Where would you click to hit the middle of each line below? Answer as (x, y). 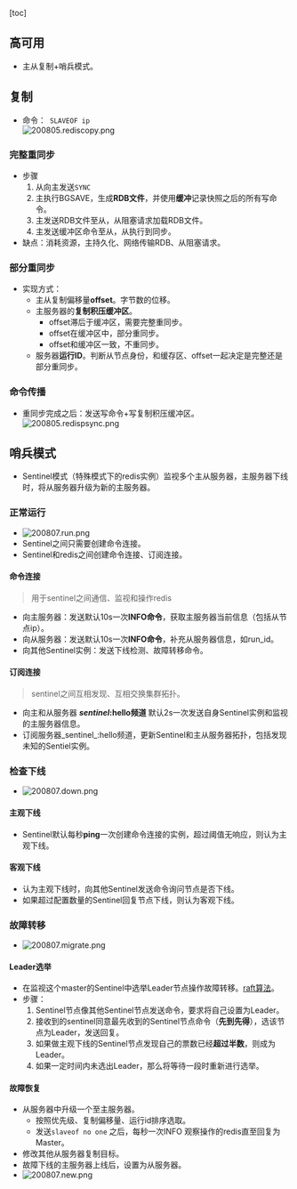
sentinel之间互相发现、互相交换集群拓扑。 (108, 694)
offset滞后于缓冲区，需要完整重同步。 (118, 322)
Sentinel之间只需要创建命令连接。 (84, 543)
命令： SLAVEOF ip (56, 120)
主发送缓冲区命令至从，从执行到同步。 (105, 231)
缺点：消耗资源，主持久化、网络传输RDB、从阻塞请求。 (124, 242)
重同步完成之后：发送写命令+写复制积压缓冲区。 (111, 413)
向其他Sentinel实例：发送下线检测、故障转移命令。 (115, 650)
